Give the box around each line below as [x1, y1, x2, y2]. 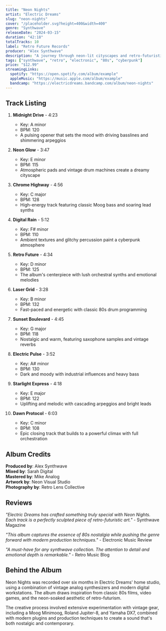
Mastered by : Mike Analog [5, 474, 60, 480]
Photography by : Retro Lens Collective [5, 484, 85, 490]
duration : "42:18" [5, 35, 43, 40]
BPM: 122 [20, 396, 40, 402]
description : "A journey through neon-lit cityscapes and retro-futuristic [5, 53, 165, 58]
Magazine [5, 522, 26, 528]
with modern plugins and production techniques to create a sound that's [5, 615, 152, 621]
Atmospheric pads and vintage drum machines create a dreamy [20, 167, 150, 173]
